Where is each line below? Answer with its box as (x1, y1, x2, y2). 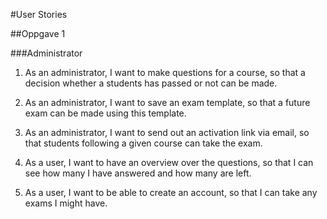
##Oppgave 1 (10, 28, 66, 39)
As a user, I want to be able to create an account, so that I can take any (24, 187, 318, 198)
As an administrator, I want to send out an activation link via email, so (24, 127, 310, 138)
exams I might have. (24, 197, 108, 209)
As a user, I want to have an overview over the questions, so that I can (24, 157, 314, 168)
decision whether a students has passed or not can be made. (24, 77, 278, 89)
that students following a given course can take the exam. (24, 137, 263, 149)
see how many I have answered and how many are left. (24, 167, 252, 179)
